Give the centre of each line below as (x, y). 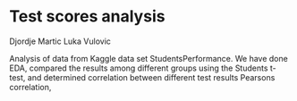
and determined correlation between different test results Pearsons (151, 77)
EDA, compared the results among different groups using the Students (139, 68)
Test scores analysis (87, 17)
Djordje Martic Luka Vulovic (60, 41)
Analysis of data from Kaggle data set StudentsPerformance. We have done (148, 58)
